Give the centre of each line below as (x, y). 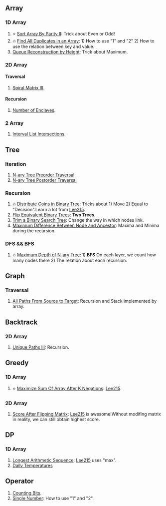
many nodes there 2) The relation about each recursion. (70, 260)
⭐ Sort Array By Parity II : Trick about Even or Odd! (64, 33)
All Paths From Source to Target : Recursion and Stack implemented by (84, 301)
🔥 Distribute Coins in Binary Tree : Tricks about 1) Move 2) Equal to (80, 204)
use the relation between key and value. (53, 46)
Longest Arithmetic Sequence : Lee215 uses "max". (64, 460)
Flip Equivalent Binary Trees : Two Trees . (54, 215)
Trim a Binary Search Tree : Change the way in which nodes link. (78, 220)
